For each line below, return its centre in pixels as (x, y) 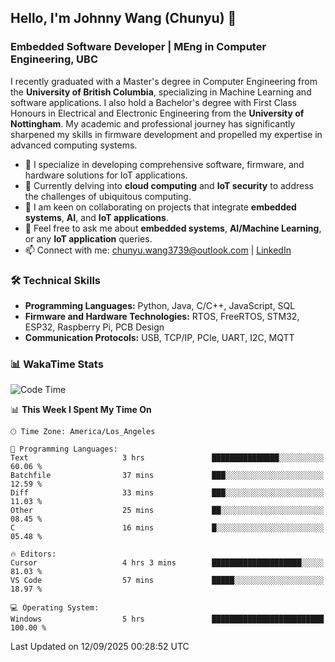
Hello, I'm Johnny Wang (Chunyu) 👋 (123, 18)
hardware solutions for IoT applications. (106, 175)
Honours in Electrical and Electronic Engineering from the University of (157, 113)
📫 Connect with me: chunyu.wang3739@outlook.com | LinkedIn (158, 250)
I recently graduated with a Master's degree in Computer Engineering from (164, 81)
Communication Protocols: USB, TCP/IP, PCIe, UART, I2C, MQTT (159, 337)
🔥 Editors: (33, 554)
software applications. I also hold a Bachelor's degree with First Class (153, 102)
